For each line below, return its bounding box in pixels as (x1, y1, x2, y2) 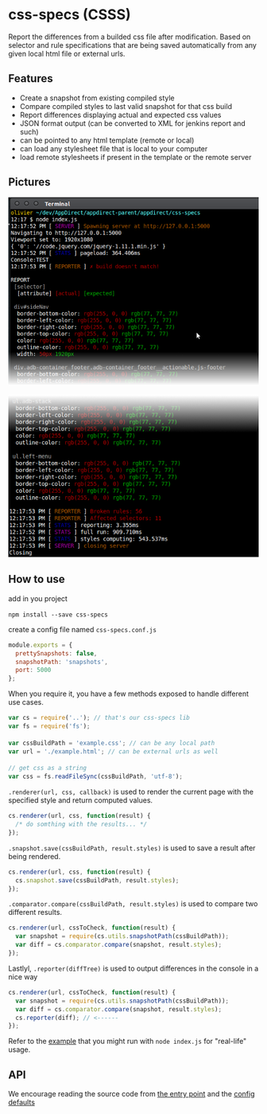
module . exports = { (8, 641, 73, 649)
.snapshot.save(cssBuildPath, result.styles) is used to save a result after (8, 842, 256, 853)
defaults (8, 1097, 36, 1108)
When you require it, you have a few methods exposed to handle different (8, 689, 249, 698)
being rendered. (8, 851, 61, 861)
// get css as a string (8, 764, 87, 772)
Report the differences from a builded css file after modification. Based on (8, 32, 251, 41)
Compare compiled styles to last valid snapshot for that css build (19, 101, 233, 111)
